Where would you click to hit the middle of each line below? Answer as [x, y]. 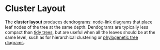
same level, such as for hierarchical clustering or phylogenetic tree [72, 37]
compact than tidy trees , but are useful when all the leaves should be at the [80, 32]
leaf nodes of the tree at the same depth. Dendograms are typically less [77, 27]
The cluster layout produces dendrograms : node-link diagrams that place [79, 22]
